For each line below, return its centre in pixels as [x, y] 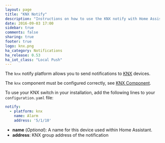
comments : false [22, 32]
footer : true [18, 42]
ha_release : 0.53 [23, 55]
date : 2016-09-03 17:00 [29, 23]
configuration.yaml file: [29, 98]
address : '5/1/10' [33, 120]
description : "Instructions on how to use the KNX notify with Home [77, 19]
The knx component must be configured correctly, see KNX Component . [78, 83]
